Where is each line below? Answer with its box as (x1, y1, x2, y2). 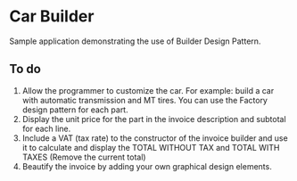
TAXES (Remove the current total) (21, 152, 146, 162)
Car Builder (9, 6, 95, 27)
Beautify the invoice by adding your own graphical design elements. (21, 160, 272, 171)
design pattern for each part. (21, 104, 128, 115)
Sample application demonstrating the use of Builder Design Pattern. (9, 36, 261, 46)
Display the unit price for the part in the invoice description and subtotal (21, 113, 287, 124)
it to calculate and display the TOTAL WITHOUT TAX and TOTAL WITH (21, 142, 280, 152)
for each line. (21, 123, 71, 134)
